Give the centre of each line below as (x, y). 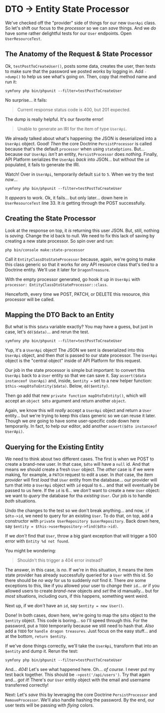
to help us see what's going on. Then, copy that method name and (89, 76)
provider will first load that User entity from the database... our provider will (81, 480)
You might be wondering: (31, 551)
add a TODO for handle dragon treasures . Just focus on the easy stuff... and (81, 631)
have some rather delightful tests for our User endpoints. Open (68, 33)
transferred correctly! (27, 685)
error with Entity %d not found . (37, 541)
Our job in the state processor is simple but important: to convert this (75, 370)
